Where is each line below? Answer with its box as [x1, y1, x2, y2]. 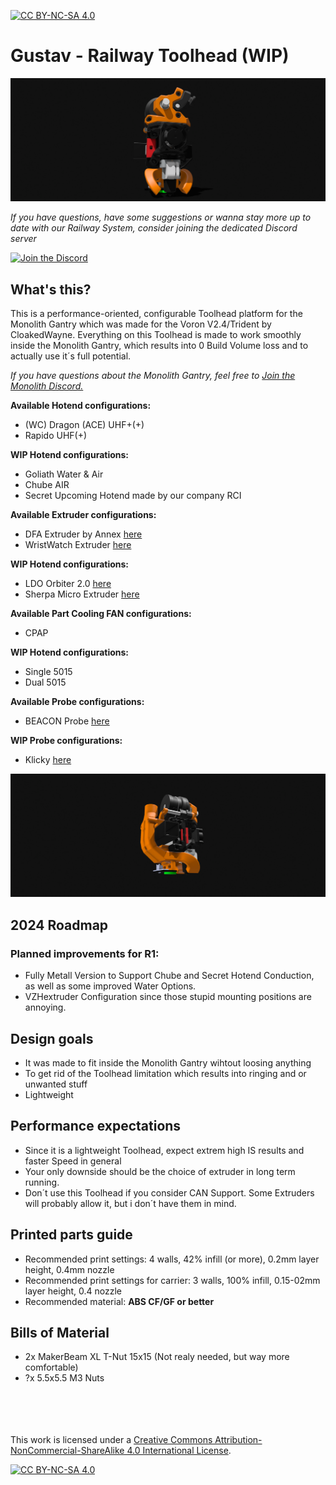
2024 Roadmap [10, 916, 109, 934]
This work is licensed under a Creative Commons [10, 1434, 213, 1446]
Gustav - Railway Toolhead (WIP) [10, 45, 290, 67]
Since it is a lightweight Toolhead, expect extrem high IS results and [24, 1144, 305, 1156]
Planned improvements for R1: [10, 946, 160, 960]
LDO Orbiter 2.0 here [24, 578, 112, 590]
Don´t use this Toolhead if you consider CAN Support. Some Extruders [24, 1186, 315, 1199]
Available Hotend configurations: [10, 400, 152, 412]
